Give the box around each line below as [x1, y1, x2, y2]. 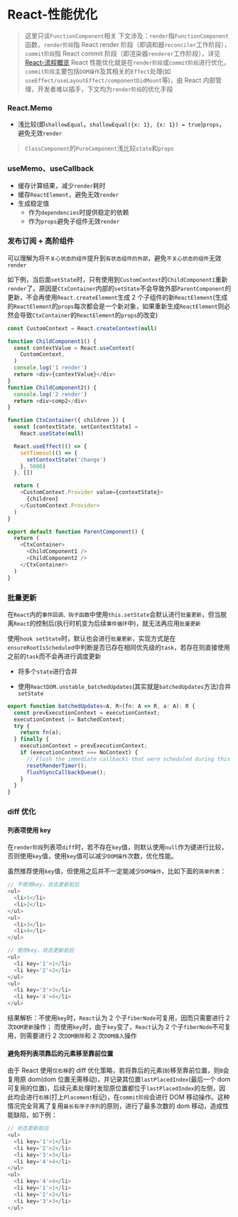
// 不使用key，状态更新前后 [7, 881, 80, 888]
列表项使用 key [7, 826, 51, 834]
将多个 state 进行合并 [17, 667, 78, 675]
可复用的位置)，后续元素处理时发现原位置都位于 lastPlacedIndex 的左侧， [7, 1084, 220, 1092]
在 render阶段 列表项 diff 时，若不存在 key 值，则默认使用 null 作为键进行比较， [7, 843, 228, 851]
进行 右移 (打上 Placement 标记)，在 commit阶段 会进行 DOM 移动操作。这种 [26, 1093, 230, 1102]
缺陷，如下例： [13, 1111, 58, 1119]
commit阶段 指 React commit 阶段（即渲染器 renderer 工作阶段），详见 [24, 49, 221, 58]
